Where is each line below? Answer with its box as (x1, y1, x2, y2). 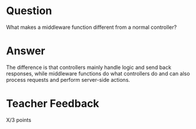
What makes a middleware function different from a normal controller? (6, 24, 177, 31)
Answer (6, 44, 45, 58)
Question (6, 4, 52, 18)
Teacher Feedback (6, 97, 99, 110)
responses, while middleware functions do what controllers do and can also (6, 70, 190, 77)
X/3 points (6, 116, 31, 123)
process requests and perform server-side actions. (6, 76, 130, 83)
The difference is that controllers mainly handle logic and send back (6, 64, 172, 71)
